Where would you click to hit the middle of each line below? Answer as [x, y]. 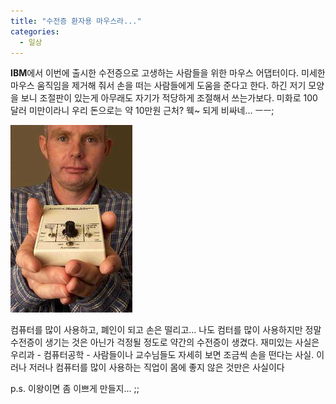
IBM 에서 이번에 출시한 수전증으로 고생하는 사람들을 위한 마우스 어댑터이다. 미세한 [168, 73]
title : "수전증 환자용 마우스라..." [76, 21]
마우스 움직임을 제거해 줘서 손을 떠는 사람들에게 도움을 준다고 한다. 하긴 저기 [158, 86]
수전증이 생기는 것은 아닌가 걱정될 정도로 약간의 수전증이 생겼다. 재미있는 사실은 [165, 342]
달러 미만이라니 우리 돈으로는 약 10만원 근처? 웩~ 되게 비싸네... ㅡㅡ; [142, 111]
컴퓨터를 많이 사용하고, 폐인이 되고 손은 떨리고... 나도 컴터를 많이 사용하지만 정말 [166, 330]
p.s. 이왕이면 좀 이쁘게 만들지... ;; [75, 389]
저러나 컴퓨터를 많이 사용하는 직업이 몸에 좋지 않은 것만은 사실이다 [156, 367]
